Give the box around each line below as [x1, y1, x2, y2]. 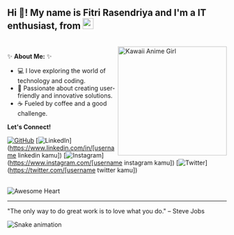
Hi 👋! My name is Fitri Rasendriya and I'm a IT [7, 7, 207, 19]
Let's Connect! [7, 123, 51, 131]
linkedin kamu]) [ [17, 151, 66, 159]
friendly [17, 91, 40, 100]
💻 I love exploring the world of [17, 66, 106, 75]
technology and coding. [17, 76, 86, 84]
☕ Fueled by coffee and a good [17, 99, 107, 107]
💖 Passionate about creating [17, 84, 99, 92]
